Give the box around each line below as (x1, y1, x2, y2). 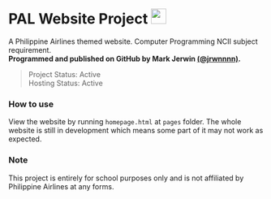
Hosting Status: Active (28, 78, 103, 88)
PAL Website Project (8, 10, 148, 28)
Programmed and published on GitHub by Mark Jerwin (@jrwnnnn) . (8, 54, 241, 63)
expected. (8, 134, 42, 144)
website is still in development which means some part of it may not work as (8, 126, 264, 136)
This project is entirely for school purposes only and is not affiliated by (8, 173, 244, 183)
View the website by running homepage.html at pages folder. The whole (8, 117, 242, 127)
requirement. (8, 45, 51, 54)
